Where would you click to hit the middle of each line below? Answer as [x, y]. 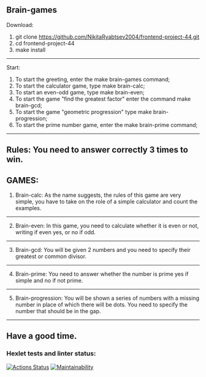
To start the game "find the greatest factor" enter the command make [103, 99]
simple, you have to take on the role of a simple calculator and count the [106, 202]
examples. [28, 208]
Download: [20, 25]
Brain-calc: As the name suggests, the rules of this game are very [98, 195]
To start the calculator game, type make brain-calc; [80, 86]
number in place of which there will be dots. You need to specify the [101, 305]
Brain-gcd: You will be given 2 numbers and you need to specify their [103, 250]
